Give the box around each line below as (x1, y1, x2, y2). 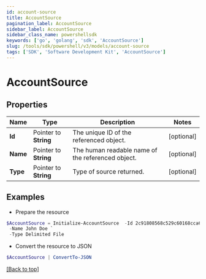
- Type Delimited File (9, 231, 64, 238)
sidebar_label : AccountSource (6, 26, 84, 32)
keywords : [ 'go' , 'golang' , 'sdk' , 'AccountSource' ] (6, 37, 144, 44)
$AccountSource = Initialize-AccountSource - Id (6, 220, 133, 226)
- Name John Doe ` (9, 226, 53, 232)
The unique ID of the (72, 128, 132, 137)
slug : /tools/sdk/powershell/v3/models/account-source (6, 44, 150, 50)
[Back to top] (6, 266, 39, 273)
